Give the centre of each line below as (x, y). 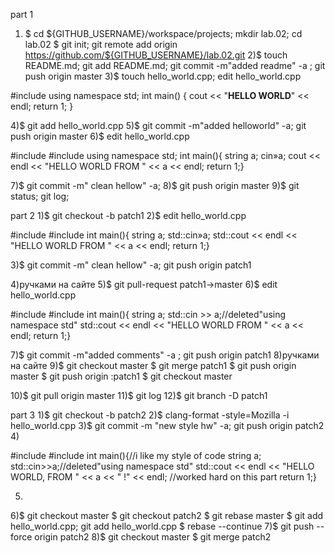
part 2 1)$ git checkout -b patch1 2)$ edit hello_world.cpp (128, 215)
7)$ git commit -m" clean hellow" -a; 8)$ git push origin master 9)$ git (155, 185)
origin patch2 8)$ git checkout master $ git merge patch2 (153, 537)
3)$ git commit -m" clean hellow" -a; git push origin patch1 (131, 265)
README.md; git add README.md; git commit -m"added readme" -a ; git (175, 65)
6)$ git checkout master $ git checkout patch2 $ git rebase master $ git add (167, 515)
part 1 (22, 14)
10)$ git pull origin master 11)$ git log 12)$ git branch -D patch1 (139, 395)
